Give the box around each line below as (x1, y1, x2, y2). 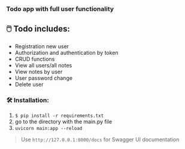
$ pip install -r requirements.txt (14, 113, 104, 119)
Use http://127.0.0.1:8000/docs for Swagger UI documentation (20, 136, 180, 143)
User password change (14, 74, 73, 82)
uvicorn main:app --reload (14, 126, 83, 132)
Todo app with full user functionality (6, 5, 114, 13)
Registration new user (14, 42, 69, 49)
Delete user (14, 80, 44, 88)
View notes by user (14, 68, 63, 75)
